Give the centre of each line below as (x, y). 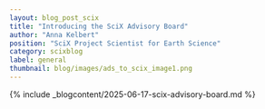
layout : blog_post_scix (54, 18)
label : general (38, 60)
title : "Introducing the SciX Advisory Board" (99, 26)
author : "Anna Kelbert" (54, 35)
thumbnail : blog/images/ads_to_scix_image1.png (101, 69)
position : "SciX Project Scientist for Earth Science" (115, 43)
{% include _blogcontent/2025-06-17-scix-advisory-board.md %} (132, 94)
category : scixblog (46, 52)
